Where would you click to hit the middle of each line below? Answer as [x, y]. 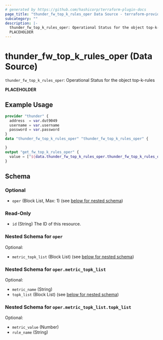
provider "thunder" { [27, 116]
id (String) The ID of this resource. [47, 224]
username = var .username [34, 125]
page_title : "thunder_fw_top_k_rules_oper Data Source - [64, 14]
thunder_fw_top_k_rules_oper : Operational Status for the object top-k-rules [80, 80]
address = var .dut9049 [33, 121]
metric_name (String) [32, 289]
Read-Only [18, 213]
